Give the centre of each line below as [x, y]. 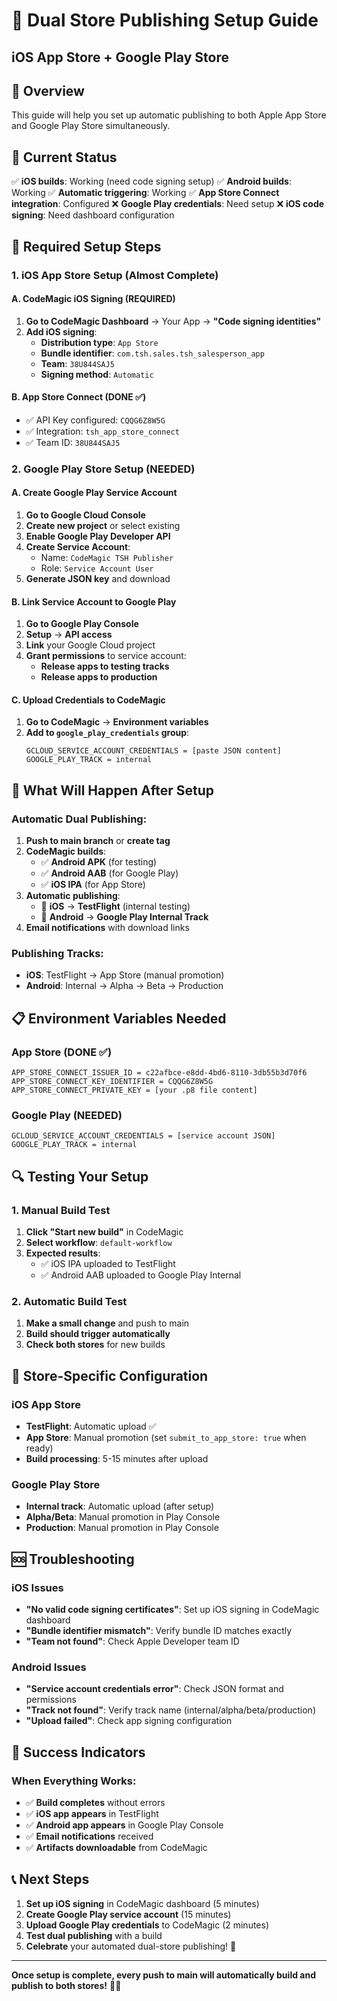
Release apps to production [99, 677]
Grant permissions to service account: [106, 656]
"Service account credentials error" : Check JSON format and [154, 1689]
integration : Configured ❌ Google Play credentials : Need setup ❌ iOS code [168, 204]
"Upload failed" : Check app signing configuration [129, 1721]
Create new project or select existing [103, 526]
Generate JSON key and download [98, 579]
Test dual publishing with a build [94, 1935]
